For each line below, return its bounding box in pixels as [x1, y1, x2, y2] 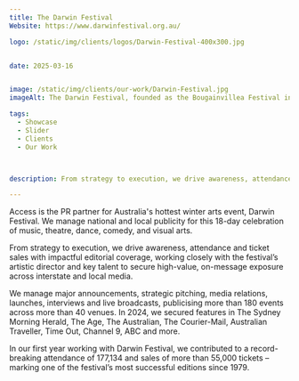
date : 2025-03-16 [9, 61, 74, 70]
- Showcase [17, 118, 58, 126]
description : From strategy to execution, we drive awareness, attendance [9, 174, 293, 183]
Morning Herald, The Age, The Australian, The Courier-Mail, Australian [9, 317, 268, 328]
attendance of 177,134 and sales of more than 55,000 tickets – [43, 353, 270, 363]
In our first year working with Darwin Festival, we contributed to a [9, 344, 249, 354]
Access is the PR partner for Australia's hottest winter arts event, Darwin [9, 207, 275, 217]
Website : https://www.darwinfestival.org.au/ [9, 21, 181, 30]
